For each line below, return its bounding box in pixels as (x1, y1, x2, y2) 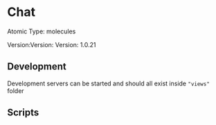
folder (7, 86, 24, 94)
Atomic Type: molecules (7, 27, 76, 35)
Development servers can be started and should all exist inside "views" (7, 79, 210, 87)
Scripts (7, 107, 39, 119)
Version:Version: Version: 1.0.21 (7, 40, 96, 49)
